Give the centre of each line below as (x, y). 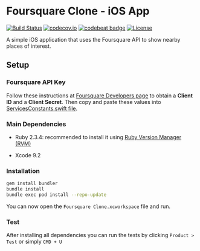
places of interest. (29, 46)
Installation (23, 171)
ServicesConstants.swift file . (42, 108)
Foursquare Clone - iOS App (78, 11)
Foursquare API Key (36, 82)
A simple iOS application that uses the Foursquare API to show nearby (93, 39)
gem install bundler (32, 184)
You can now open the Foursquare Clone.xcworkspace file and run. (89, 206)
